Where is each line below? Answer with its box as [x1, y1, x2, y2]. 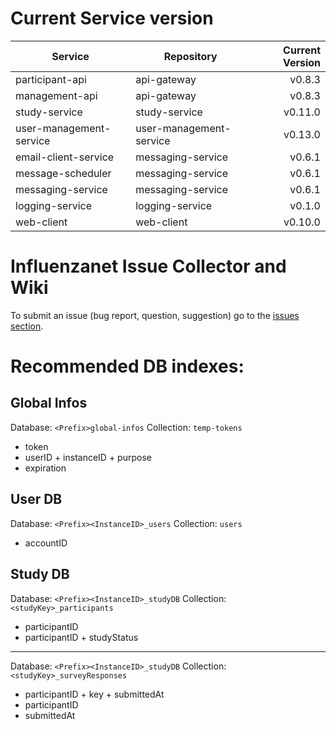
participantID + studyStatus [24, 631, 139, 643]
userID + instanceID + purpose [24, 451, 152, 463]
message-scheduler [15, 166, 112, 180]
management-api [15, 88, 98, 102]
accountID [24, 537, 68, 549]
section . [10, 320, 44, 332]
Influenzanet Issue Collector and [10, 255, 287, 278]
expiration [24, 462, 67, 474]
